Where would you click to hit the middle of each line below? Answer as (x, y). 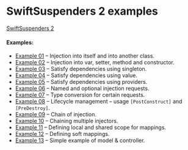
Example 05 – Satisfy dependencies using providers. (81, 82)
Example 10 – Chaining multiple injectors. (67, 121)
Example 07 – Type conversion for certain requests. (80, 95)
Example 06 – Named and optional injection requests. (82, 88)
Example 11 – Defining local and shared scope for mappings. (91, 127)
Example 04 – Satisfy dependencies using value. (76, 75)
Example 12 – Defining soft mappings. (62, 134)
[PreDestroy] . (32, 108)
